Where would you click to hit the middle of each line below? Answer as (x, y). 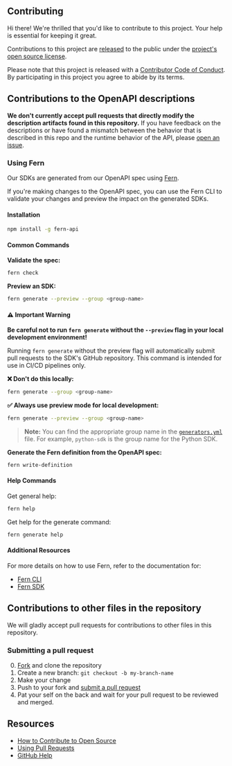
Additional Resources (39, 551)
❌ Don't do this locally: (41, 379)
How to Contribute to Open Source (66, 740)
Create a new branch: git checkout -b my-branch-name (96, 673)
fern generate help (35, 535)
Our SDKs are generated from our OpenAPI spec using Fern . (93, 178)
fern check (23, 273)
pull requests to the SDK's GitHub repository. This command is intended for (115, 358)
